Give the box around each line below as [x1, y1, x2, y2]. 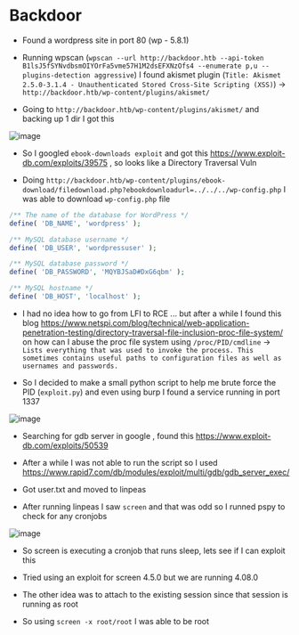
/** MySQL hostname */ [9, 284, 93, 293]
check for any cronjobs [21, 510, 108, 521]
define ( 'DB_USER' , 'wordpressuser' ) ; [9, 243, 158, 252]
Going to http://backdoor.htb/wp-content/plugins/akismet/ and [21, 103, 260, 114]
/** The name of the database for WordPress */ [9, 210, 190, 219]
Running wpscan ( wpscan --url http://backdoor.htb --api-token [21, 52, 264, 62]
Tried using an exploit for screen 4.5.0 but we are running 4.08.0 [21, 572, 259, 582]
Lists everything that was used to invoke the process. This [21, 346, 255, 354]
